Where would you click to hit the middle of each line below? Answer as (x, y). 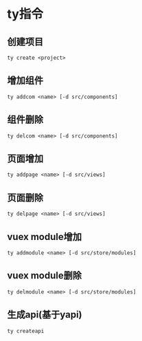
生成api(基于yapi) (45, 315)
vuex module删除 (45, 276)
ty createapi (26, 331)
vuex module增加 (45, 237)
